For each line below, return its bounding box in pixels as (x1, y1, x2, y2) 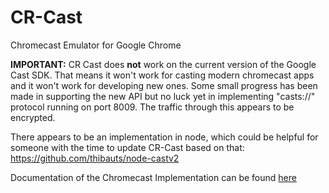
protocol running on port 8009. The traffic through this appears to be (10, 101, 295, 113)
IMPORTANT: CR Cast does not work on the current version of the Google (10, 58, 317, 70)
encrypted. (10, 111, 56, 123)
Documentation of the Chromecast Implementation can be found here (10, 171, 297, 183)
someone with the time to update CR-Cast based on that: (10, 141, 245, 153)
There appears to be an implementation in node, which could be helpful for (10, 131, 319, 143)
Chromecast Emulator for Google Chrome (10, 39, 182, 51)
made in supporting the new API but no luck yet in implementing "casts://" (10, 90, 316, 102)
